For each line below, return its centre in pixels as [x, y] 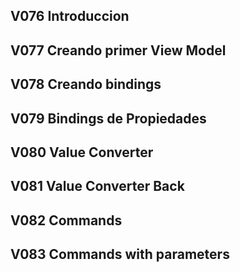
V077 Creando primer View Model [118, 50]
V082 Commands [66, 220]
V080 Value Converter [82, 152]
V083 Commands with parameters [120, 254]
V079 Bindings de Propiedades [108, 118]
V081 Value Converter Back [97, 186]
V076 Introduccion [70, 16]
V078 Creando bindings [86, 84]
